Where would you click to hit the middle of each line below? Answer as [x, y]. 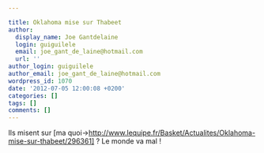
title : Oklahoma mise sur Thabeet [65, 22]
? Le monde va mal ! [129, 141]
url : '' [28, 59]
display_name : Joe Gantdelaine [67, 37]
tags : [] [23, 103]
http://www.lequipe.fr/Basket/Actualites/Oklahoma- [172, 133]
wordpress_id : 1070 [40, 81]
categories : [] [33, 95]
